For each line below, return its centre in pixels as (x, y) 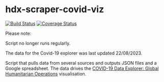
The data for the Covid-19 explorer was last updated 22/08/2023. (74, 53)
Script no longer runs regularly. (38, 43)
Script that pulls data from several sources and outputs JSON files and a (81, 63)
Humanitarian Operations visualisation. (46, 74)
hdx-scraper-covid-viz (55, 9)
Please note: (18, 33)
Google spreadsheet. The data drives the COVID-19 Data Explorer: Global (82, 68)
